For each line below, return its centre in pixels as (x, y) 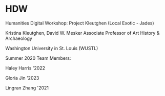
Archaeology (19, 38)
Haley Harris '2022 (25, 68)
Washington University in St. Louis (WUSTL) (52, 48)
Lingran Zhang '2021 (27, 88)
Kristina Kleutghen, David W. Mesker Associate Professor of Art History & (82, 33)
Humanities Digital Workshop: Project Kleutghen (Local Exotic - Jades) (80, 23)
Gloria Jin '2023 (22, 78)
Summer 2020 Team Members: (38, 58)
